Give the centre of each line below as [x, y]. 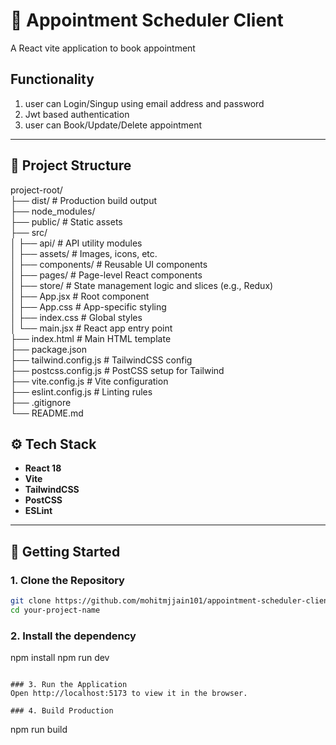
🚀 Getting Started [65, 551]
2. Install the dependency [73, 636]
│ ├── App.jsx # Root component [80, 296]
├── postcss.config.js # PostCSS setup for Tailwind [117, 370]
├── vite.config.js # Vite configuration [89, 381]
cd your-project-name [55, 610]
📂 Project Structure [71, 165]
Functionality [52, 79]
